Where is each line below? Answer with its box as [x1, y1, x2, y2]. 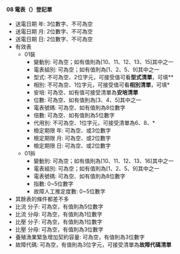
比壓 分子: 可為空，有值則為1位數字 [15, 218, 103, 225]
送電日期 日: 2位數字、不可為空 [15, 35, 93, 43]
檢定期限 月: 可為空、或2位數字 [33, 135, 111, 142]
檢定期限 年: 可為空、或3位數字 [33, 127, 111, 134]
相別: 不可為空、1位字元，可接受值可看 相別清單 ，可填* [33, 81, 170, 88]
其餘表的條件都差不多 [15, 196, 69, 203]
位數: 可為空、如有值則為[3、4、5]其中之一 [33, 96, 142, 104]
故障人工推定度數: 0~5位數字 [33, 188, 106, 195]
